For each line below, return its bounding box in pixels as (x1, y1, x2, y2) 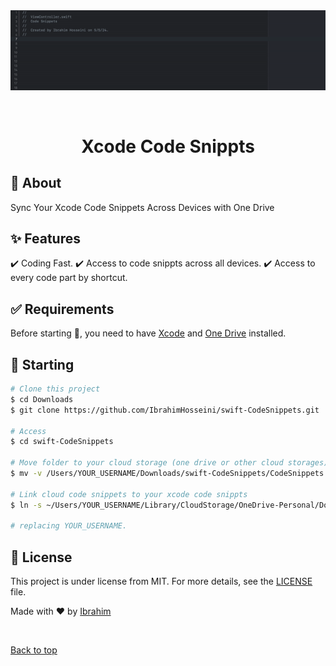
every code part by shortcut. (10, 272, 128, 284)
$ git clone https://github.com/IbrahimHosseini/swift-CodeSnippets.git (10, 405, 320, 415)
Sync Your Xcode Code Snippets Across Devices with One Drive (10, 201, 275, 213)
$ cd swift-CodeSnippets (10, 437, 114, 447)
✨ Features (10, 230, 81, 248)
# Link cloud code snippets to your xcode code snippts (10, 489, 248, 499)
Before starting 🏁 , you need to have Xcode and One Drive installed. (10, 327, 287, 339)
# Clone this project (10, 384, 101, 394)
